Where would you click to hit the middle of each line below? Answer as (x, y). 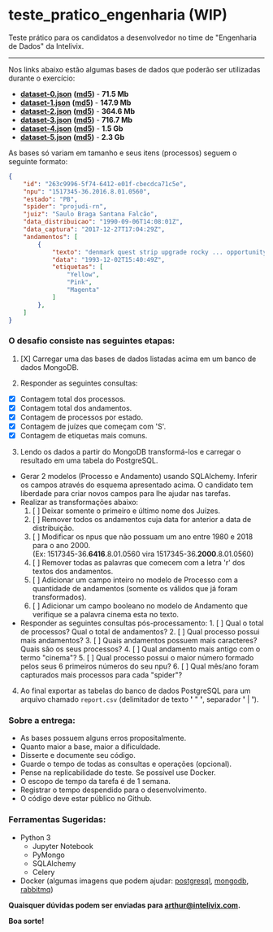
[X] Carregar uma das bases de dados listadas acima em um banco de (138, 359)
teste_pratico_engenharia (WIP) (118, 15)
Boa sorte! (26, 921)
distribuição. (53, 528)
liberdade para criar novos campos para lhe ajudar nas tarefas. (126, 494)
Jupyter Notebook (63, 846)
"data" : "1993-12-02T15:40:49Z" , (108, 259)
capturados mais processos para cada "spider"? (101, 675)
